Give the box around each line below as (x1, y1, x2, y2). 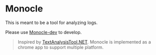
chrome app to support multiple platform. (17, 44, 104, 50)
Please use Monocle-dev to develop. (5, 29, 82, 35)
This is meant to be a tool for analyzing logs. (5, 19, 98, 25)
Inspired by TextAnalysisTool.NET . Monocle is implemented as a (17, 38, 151, 45)
